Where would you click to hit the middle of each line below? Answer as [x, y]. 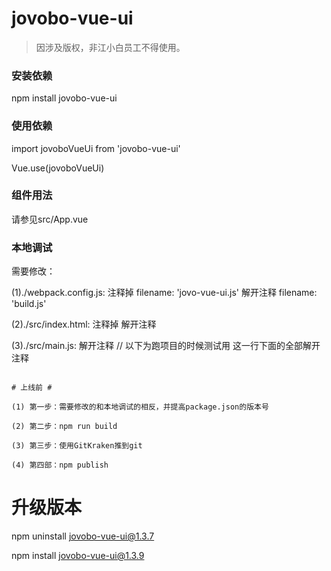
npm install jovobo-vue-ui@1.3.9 [78, 556]
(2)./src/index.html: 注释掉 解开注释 [84, 324]
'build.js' [29, 304]
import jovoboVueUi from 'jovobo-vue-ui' [96, 148]
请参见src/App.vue [50, 219]
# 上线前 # [32, 388]
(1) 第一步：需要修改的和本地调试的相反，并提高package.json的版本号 [140, 407]
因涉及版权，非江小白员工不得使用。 [110, 47]
